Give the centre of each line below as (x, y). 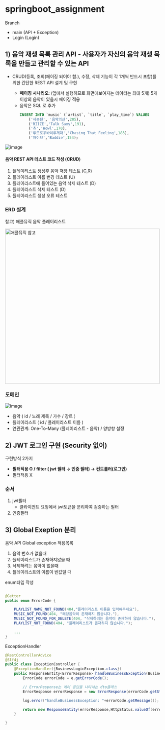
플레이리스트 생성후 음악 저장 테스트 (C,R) (52, 171)
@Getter (13, 596)
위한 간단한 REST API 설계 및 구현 (44, 82)
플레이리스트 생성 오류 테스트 (40, 195)
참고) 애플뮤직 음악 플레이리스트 (36, 221)
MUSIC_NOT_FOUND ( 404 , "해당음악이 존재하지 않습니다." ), (67, 614)
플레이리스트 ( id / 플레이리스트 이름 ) (48, 422)
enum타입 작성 (19, 582)
